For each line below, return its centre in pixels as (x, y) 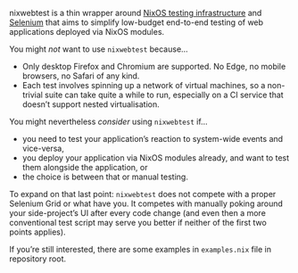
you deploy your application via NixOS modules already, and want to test (156, 158)
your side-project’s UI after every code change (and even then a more (137, 213)
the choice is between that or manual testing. (105, 177)
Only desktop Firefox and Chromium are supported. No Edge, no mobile (154, 66)
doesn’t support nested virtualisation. (91, 104)
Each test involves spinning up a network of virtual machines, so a (144, 85)
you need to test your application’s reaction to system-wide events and (153, 139)
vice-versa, (43, 148)
